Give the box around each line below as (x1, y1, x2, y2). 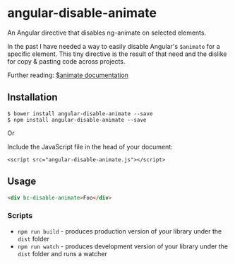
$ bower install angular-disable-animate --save (7, 110, 153, 117)
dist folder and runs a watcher (17, 249, 107, 258)
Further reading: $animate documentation (7, 71, 129, 79)
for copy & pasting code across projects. (7, 57, 126, 65)
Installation (7, 91, 58, 103)
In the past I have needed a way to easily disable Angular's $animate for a (7, 42, 220, 50)
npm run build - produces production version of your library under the (17, 226, 222, 235)
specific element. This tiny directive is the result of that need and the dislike (7, 50, 227, 58)
